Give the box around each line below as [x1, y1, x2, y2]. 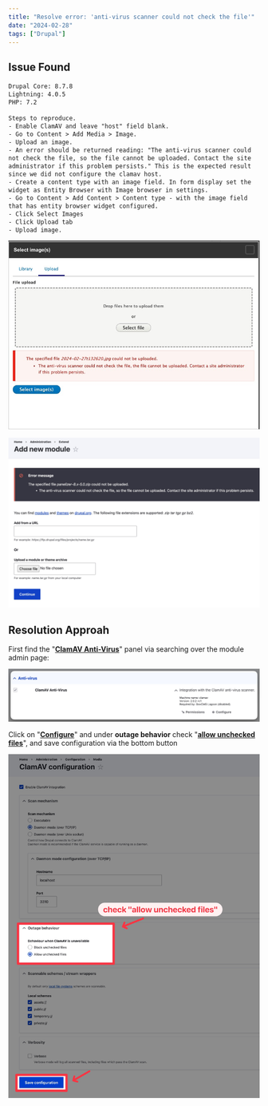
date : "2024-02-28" [8, 21, 73, 30]
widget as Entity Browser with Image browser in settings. [8, 186, 209, 195]
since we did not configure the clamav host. [8, 170, 162, 179]
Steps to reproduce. [8, 114, 77, 123]
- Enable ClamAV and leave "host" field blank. [8, 122, 170, 131]
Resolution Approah [8, 623, 110, 636]
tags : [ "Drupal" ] [8, 30, 66, 38]
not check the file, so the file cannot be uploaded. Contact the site [8, 154, 251, 163]
